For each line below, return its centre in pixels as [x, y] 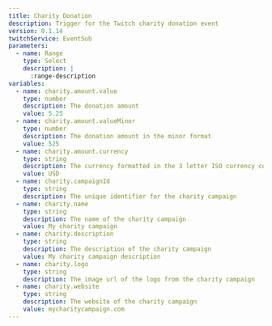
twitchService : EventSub [50, 38]
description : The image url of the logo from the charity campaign [139, 279]
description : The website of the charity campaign [110, 302]
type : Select [45, 61]
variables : [27, 83]
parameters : [28, 46]
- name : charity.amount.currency [72, 151]
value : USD [41, 174]
